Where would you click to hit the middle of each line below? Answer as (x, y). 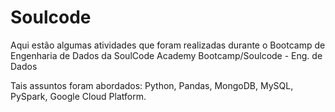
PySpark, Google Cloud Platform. (78, 96)
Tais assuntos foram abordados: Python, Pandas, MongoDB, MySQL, (152, 85)
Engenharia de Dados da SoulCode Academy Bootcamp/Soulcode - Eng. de (166, 55)
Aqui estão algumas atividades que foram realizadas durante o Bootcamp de (168, 45)
